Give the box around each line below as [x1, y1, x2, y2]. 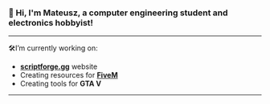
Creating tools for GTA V [19, 79, 102, 89]
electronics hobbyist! [8, 17, 94, 28]
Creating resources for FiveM [19, 70, 118, 80]
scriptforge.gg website [19, 62, 98, 71]
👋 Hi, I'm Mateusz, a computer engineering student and [8, 7, 228, 18]
